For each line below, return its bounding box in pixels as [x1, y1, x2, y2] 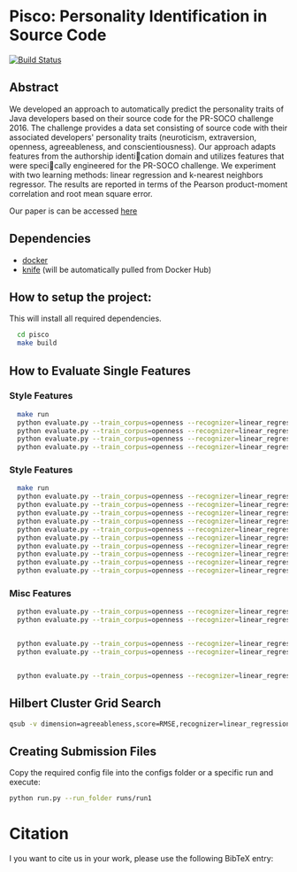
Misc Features [9, 588, 72, 600]
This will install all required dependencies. [9, 313, 162, 324]
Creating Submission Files [9, 744, 157, 759]
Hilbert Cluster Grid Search [9, 696, 162, 711]
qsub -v [9, 720, 38, 728]
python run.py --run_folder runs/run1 [9, 794, 152, 803]
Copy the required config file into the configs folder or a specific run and [9, 767, 274, 778]
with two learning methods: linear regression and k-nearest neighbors [9, 169, 263, 180]
